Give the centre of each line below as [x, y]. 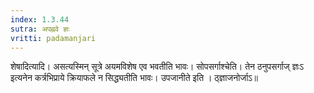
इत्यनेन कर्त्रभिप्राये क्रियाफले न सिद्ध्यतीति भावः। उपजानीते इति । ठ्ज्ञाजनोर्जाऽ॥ [134, 78]
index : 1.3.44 [40, 19]
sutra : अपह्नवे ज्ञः [40, 29]
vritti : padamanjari [53, 38]
